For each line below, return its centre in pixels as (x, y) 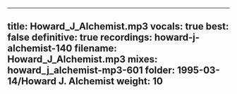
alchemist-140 (40, 49)
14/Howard (32, 81)
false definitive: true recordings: (80, 38)
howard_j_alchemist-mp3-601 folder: (91, 70)
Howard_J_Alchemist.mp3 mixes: (83, 59)
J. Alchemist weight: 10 (111, 81)
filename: (96, 49)
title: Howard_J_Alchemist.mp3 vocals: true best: (118, 26)
